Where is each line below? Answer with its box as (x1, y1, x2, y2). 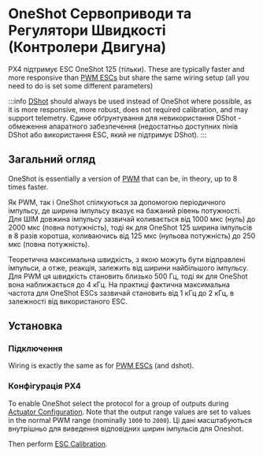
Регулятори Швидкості (8, 21, 167, 39)
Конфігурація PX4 (8, 380, 81, 391)
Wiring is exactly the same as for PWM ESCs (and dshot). (8, 361, 194, 371)
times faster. (8, 182, 49, 192)
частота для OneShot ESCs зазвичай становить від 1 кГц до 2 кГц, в (8, 288, 235, 297)
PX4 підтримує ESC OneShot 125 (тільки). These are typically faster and (8, 64, 245, 73)
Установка (8, 320, 63, 333)
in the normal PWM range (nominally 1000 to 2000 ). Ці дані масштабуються (8, 415, 253, 424)
